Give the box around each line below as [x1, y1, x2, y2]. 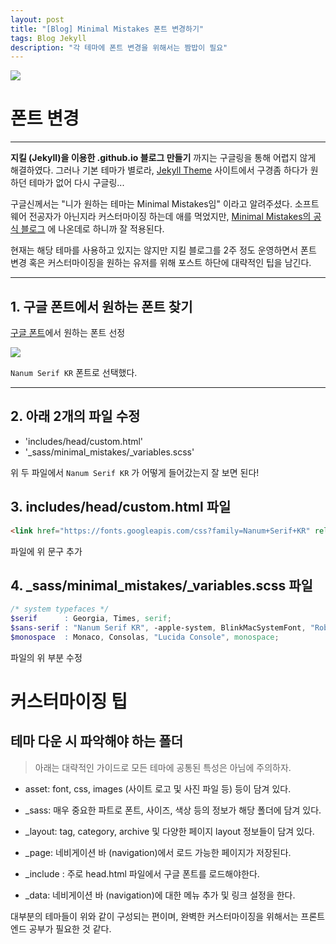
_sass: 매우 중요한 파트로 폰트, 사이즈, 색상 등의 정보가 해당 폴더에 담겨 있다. [24, 804, 322, 816]
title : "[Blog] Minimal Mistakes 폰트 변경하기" [10, 24, 205, 34]
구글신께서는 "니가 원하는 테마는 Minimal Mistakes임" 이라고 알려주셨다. [10, 198, 293, 210]
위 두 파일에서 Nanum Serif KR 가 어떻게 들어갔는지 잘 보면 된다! [10, 466, 260, 478]
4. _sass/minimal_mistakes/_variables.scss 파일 [10, 577, 313, 594]
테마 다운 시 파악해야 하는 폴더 [10, 733, 184, 750]
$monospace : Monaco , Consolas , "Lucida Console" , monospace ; [10, 632, 280, 642]
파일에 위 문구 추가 [10, 545, 83, 557]
